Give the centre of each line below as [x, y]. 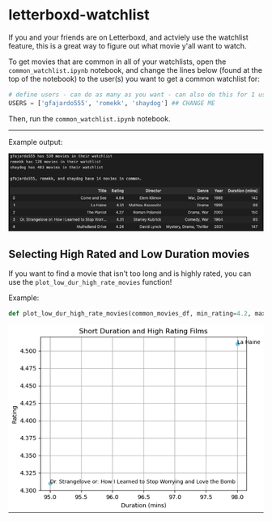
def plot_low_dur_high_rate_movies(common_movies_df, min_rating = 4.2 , [130, 314]
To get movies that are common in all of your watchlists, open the [117, 61]
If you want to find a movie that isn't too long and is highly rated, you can [130, 273]
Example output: [36, 142]
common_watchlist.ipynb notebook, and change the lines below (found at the [136, 70]
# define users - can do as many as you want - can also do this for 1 [132, 95]
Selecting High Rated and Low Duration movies [129, 254]
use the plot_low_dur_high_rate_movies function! [90, 282]
